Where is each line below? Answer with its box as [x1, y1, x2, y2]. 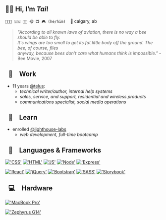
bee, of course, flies [17, 45, 58, 51]
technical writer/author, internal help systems [19, 88, 113, 94]
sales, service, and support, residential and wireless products [19, 93, 146, 99]
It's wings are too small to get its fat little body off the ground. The [17, 39, 153, 45]
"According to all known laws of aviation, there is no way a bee [17, 29, 147, 35]
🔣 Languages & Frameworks [8, 146, 102, 154]
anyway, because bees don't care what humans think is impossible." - [17, 50, 162, 56]
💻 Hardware [8, 184, 53, 192]
